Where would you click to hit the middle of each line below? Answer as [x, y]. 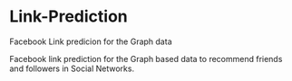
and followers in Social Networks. [72, 68]
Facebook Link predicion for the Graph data [91, 41]
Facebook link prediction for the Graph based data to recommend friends [146, 58]
